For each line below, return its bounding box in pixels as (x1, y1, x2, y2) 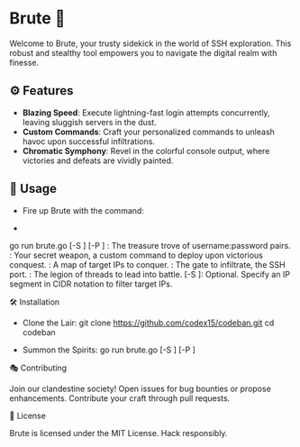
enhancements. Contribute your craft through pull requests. (9, 392, 231, 404)
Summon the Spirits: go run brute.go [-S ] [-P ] (22, 344, 196, 355)
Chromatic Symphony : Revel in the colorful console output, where (22, 145, 270, 156)
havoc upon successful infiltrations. (22, 135, 156, 147)
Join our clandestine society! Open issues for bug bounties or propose (9, 383, 272, 394)
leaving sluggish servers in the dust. (22, 116, 158, 127)
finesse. (9, 57, 39, 68)
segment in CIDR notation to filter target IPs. (9, 278, 173, 289)
